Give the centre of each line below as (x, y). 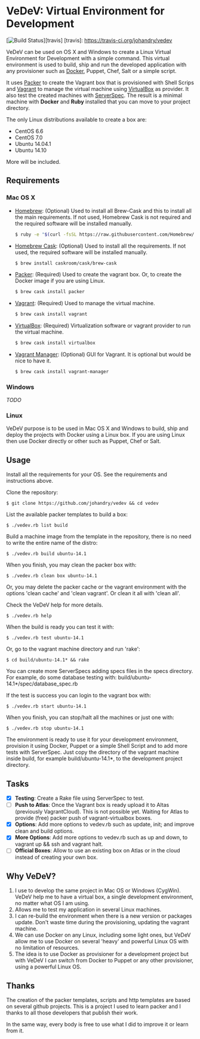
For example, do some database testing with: (61, 678)
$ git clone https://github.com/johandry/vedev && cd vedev (83, 504)
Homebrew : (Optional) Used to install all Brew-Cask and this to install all (103, 211)
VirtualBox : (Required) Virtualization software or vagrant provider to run (103, 326)
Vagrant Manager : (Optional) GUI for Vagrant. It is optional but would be (103, 354)
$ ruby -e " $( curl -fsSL (46, 234)
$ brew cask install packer (50, 292)
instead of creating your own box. (56, 857)
